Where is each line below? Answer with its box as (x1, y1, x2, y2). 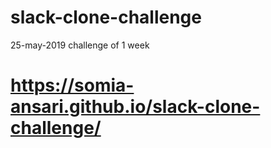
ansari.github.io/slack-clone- (10, 96, 261, 118)
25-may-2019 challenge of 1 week (10, 39, 150, 51)
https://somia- (10, 74, 135, 97)
